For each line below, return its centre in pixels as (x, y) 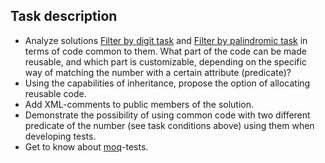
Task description (64, 16)
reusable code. (55, 93)
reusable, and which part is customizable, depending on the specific (165, 61)
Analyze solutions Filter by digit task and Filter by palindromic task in (166, 40)
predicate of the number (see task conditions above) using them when (169, 125)
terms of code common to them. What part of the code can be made (165, 51)
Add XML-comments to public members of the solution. (139, 104)
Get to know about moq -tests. (86, 146)
